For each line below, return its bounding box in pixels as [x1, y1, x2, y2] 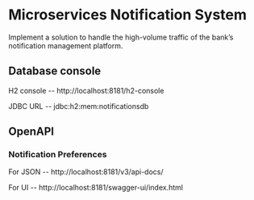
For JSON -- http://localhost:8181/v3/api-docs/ [8, 167, 164, 177]
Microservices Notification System [8, 6, 248, 24]
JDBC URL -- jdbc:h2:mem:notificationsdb [8, 101, 149, 110]
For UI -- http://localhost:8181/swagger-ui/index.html [8, 183, 184, 193]
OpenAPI [8, 125, 55, 139]
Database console [8, 65, 102, 78]
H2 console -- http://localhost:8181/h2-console [8, 85, 164, 95]
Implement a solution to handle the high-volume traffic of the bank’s [8, 32, 234, 42]
